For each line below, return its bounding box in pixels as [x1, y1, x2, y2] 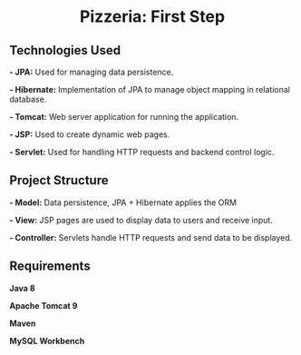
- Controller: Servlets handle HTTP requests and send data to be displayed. [9, 232, 293, 242]
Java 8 [9, 282, 35, 293]
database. [9, 94, 47, 104]
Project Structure [9, 173, 109, 188]
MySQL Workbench [9, 335, 85, 346]
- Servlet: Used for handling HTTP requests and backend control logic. [9, 147, 275, 157]
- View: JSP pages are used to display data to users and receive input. [9, 214, 274, 225]
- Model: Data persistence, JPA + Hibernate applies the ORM [9, 197, 238, 208]
